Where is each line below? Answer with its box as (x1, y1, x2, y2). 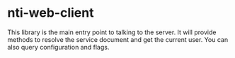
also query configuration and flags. (7, 43, 110, 51)
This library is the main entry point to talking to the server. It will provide (7, 28, 217, 36)
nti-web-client (7, 5, 94, 21)
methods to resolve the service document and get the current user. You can (7, 35, 229, 43)
